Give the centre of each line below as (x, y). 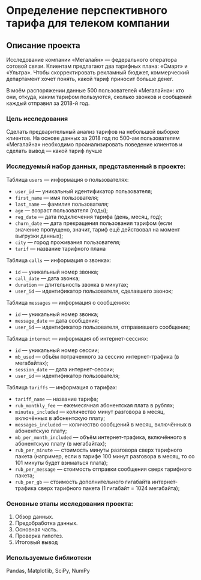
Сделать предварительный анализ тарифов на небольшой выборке (93, 132)
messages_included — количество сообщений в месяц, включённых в (103, 424)
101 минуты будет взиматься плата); (61, 462)
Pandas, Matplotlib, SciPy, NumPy (48, 571)
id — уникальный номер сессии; (57, 350)
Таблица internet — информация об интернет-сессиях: (77, 338)
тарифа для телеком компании (88, 23)
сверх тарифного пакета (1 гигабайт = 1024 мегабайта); (109, 488)
